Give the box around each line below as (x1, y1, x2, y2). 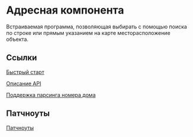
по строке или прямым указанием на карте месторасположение (6, 29, 171, 36)
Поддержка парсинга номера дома (6, 91, 96, 98)
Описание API (6, 80, 41, 87)
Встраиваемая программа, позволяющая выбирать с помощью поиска (6, 23, 188, 30)
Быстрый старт (6, 68, 44, 76)
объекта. (6, 35, 28, 43)
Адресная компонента (6, 4, 124, 17)
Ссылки (6, 53, 37, 63)
